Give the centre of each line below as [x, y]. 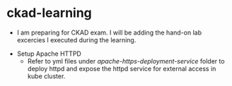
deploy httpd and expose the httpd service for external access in [122, 68]
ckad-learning [50, 13]
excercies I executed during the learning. [76, 39]
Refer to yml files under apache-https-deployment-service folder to [126, 61]
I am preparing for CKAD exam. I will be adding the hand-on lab [109, 32]
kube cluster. [46, 76]
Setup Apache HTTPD [49, 54]
